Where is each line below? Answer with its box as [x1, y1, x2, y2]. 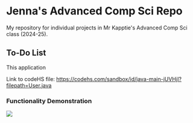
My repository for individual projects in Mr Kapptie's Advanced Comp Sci [6, 24, 188, 31]
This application [6, 64, 46, 71]
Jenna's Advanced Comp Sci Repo [6, 4, 183, 18]
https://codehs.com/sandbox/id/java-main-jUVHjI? [56, 75, 182, 82]
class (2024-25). [6, 30, 48, 37]
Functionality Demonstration [6, 97, 92, 105]
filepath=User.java [6, 82, 52, 89]
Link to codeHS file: [6, 75, 55, 82]
